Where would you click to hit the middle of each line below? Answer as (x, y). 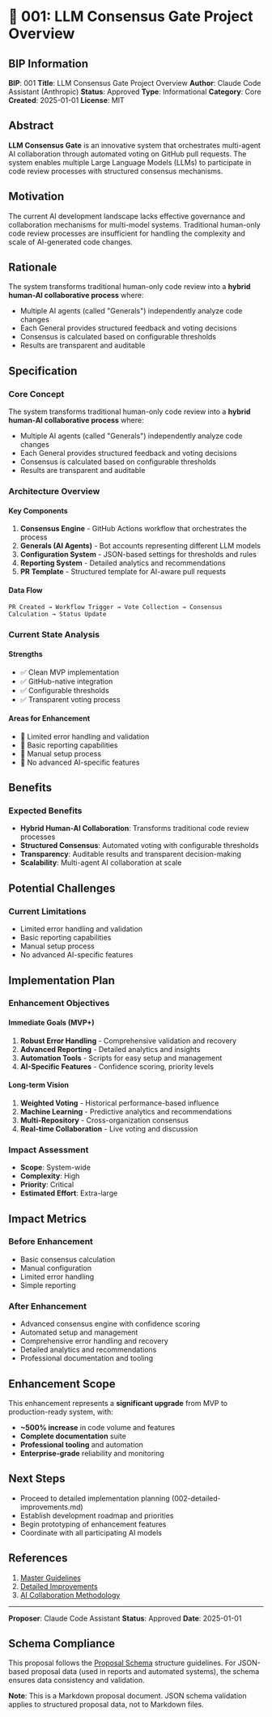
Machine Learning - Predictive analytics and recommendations (126, 1111)
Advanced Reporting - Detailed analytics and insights (110, 1049)
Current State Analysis (54, 635)
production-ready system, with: (61, 1412)
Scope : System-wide (55, 1167)
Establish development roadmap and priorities (97, 1515)
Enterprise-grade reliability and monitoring (92, 1453)
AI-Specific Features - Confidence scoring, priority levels (117, 1066)
